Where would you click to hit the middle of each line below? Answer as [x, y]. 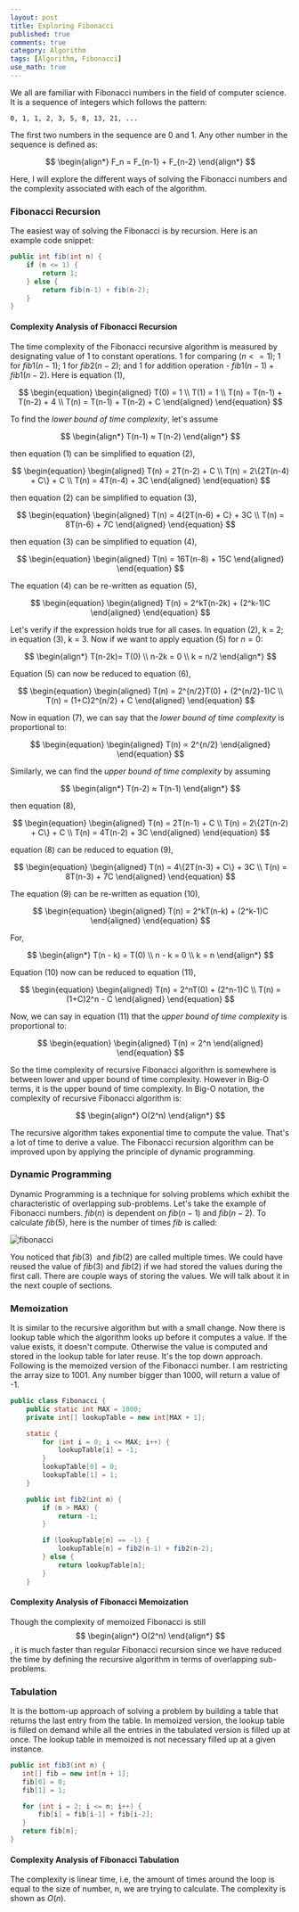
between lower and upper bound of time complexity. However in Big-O [140, 1079]
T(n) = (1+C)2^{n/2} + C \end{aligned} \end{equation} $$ [150, 700]
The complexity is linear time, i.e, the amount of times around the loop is [142, 1879]
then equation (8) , [43, 805]
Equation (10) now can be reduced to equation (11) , [103, 972]
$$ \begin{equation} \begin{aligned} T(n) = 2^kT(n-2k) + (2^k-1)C [150, 603]
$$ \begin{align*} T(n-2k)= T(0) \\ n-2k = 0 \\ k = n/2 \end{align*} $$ [150, 656]
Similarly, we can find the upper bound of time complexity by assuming [140, 771]
